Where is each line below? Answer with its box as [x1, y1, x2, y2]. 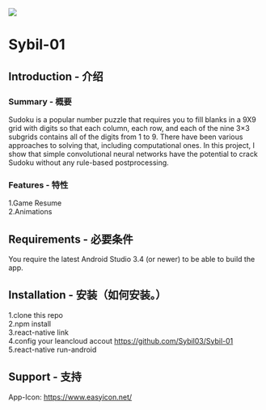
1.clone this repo [8, 310, 63, 319]
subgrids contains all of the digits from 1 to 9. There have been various [8, 132, 243, 142]
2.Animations [8, 207, 53, 217]
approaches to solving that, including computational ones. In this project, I [8, 140, 255, 150]
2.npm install [8, 319, 51, 328]
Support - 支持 [8, 370, 82, 384]
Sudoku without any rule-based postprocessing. [8, 158, 170, 167]
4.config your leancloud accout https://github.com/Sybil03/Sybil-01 [8, 336, 234, 345]
